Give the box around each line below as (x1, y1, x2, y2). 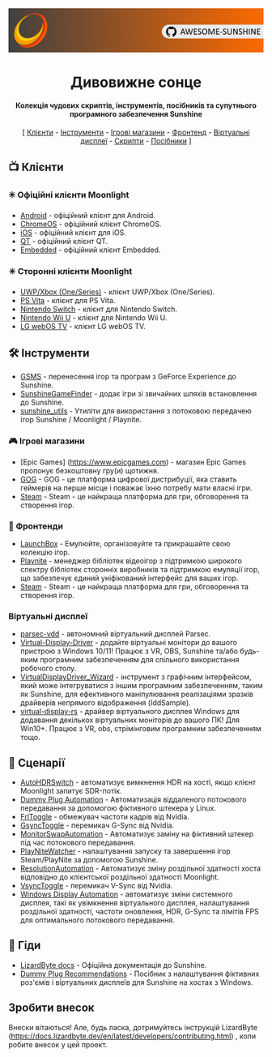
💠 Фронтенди (8, 520, 63, 532)
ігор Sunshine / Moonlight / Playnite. (19, 415, 142, 425)
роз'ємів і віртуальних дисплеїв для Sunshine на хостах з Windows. (19, 977, 253, 987)
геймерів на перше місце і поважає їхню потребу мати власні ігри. (19, 482, 253, 493)
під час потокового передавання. (19, 838, 136, 847)
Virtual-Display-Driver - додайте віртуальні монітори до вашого (19, 638, 237, 648)
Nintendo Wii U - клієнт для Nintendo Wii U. (19, 313, 168, 323)
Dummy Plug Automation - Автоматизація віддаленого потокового (19, 794, 247, 804)
